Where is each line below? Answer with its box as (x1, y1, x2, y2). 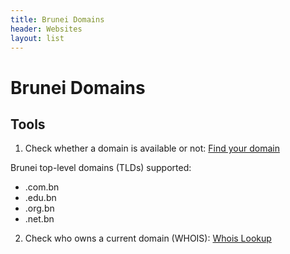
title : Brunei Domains (10, 14, 105, 25)
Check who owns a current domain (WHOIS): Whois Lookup (24, 232, 272, 245)
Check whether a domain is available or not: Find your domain (24, 142, 280, 155)
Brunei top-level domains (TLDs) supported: (10, 162, 192, 174)
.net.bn (24, 213, 55, 225)
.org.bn (24, 202, 55, 215)
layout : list (10, 33, 65, 43)
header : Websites (10, 24, 83, 34)
